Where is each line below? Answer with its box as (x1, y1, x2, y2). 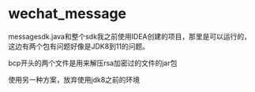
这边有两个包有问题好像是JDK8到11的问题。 (8, 41, 150, 51)
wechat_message (8, 5, 127, 23)
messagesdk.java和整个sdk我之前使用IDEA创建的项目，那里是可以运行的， (8, 31, 251, 41)
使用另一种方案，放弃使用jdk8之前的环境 (8, 75, 141, 84)
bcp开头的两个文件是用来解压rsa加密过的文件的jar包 (8, 58, 178, 68)
